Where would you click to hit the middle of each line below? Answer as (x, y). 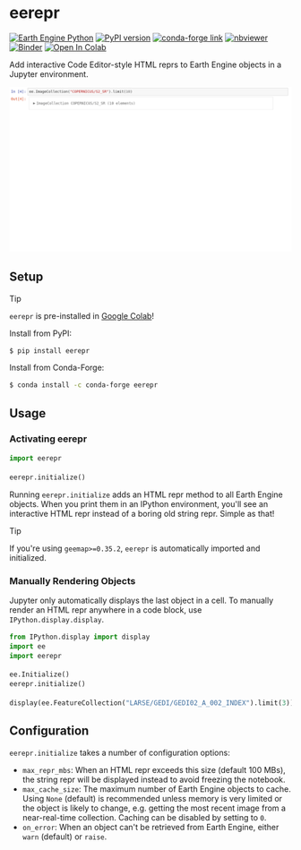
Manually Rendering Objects (73, 580)
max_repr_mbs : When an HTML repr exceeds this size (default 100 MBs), (154, 769)
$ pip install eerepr (50, 351)
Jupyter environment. (49, 73)
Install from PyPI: (41, 333)
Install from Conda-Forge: (57, 368)
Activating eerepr (48, 439)
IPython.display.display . (57, 619)
